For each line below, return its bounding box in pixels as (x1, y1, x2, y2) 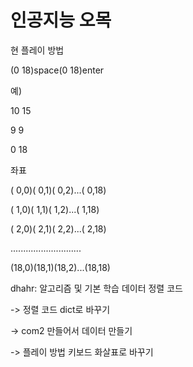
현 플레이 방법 (10, 44, 65, 56)
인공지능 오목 (10, 9, 112, 32)
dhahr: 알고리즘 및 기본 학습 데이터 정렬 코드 (10, 282, 183, 294)
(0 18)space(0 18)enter (10, 64, 105, 76)
